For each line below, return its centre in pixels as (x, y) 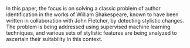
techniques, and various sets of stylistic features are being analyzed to (91, 33)
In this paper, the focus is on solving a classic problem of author (84, 8)
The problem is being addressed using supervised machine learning (88, 27)
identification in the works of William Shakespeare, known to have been (92, 14)
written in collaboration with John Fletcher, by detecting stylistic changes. (95, 21)
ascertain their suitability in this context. (54, 39)
